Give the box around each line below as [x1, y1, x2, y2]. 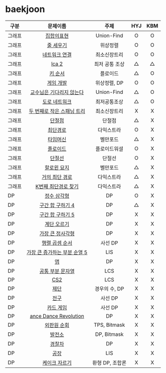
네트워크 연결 [42, 51, 72, 58]
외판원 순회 [45, 321, 70, 328]
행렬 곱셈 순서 [42, 239, 73, 246]
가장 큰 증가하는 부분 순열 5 [27, 248, 88, 256]
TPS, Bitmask [93, 321, 125, 328]
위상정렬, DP [95, 79, 124, 86]
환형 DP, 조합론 [92, 359, 127, 366]
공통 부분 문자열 [39, 268, 75, 275]
